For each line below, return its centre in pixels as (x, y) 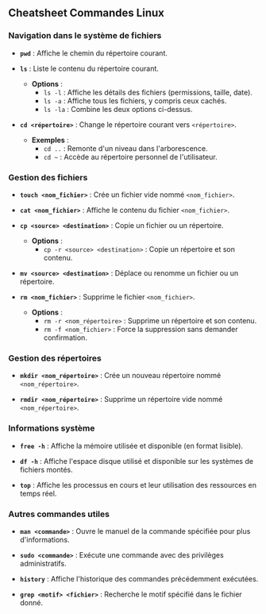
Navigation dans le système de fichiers (85, 36)
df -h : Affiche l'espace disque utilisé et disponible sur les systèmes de (137, 461)
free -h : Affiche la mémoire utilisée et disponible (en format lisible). (131, 446)
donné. (31, 602)
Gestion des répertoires (55, 358)
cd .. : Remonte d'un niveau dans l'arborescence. (125, 148)
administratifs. (43, 563)
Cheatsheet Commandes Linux (86, 13)
